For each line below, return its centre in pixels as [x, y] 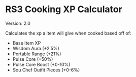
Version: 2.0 [18, 23]
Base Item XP [27, 43]
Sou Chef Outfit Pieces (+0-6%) [46, 70]
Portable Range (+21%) [37, 54]
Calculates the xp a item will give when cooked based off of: [68, 33]
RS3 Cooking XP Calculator [64, 9]
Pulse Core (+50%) [33, 59]
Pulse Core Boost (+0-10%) [41, 64]
